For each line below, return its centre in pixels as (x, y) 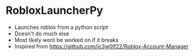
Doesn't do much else (42, 33)
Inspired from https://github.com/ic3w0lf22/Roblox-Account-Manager (101, 46)
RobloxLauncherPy (54, 11)
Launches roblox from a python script (61, 27)
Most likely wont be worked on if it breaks (66, 40)
